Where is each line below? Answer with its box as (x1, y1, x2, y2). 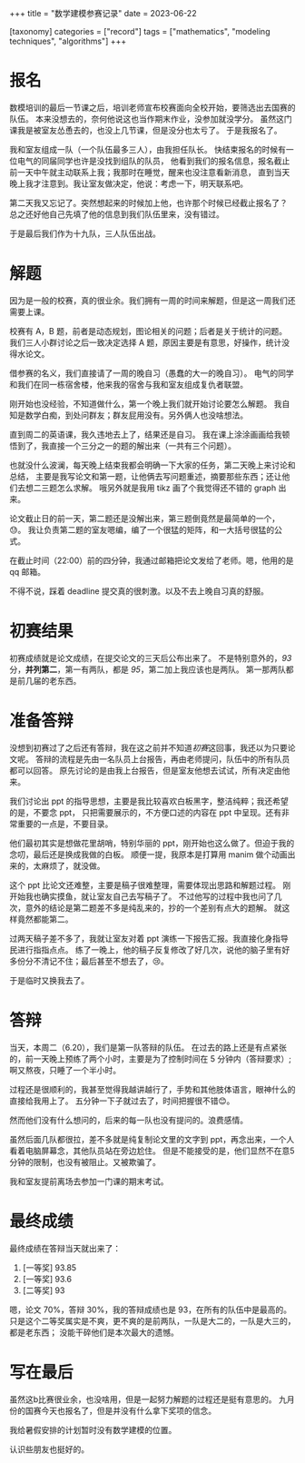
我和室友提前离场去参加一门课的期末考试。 (9, 1175, 169, 1187)
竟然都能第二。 (16, 914, 74, 924)
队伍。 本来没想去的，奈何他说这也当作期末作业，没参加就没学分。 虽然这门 (9, 113, 292, 124)
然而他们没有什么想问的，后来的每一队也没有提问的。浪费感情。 (9, 1114, 248, 1125)
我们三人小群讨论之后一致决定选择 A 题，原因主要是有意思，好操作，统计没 (9, 337, 290, 348)
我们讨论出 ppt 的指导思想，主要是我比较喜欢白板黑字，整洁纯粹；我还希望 (9, 796, 289, 806)
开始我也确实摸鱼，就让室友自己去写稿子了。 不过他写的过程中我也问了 (9, 891, 274, 902)
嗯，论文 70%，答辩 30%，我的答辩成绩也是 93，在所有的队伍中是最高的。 (9, 1304, 292, 1315)
